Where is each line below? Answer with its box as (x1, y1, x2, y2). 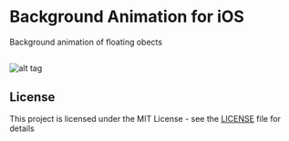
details (9, 123, 35, 134)
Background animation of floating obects (9, 36, 162, 47)
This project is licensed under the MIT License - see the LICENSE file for (9, 114, 281, 125)
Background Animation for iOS (9, 6, 244, 27)
